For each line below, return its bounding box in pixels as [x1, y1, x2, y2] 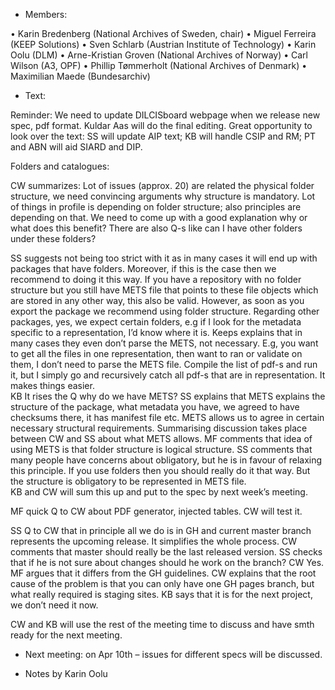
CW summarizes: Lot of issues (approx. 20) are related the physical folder [10, 180, 315, 191]
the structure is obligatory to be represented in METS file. [10, 475, 247, 487]
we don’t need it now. [10, 599, 99, 611]
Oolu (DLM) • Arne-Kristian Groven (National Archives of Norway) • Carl [10, 49, 308, 61]
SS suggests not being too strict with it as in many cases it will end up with [10, 252, 318, 264]
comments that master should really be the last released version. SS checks [10, 546, 323, 558]
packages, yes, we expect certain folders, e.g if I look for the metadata [10, 316, 302, 328]
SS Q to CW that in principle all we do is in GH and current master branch [10, 525, 312, 536]
